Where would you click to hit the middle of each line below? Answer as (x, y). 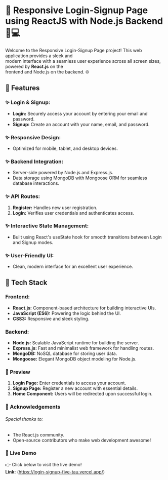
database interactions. (36, 183)
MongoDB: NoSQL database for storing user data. (65, 353)
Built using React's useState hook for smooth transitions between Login (87, 237)
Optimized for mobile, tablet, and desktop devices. (65, 148)
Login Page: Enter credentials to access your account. (69, 383)
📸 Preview (18, 372)
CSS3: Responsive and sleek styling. (51, 318)
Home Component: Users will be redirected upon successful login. (82, 394)
